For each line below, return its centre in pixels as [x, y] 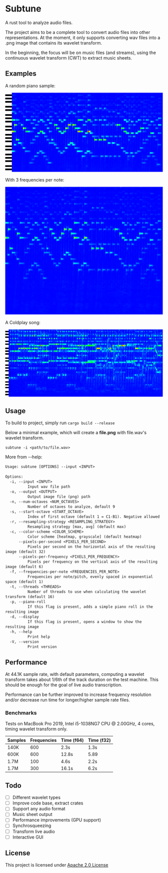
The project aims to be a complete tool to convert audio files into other [78, 32]
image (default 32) [25, 552]
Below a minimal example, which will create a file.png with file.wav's [76, 433]
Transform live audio [33, 831]
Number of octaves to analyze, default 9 [71, 507]
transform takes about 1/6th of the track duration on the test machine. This [82, 680]
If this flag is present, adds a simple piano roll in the [90, 607]
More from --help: [24, 457]
